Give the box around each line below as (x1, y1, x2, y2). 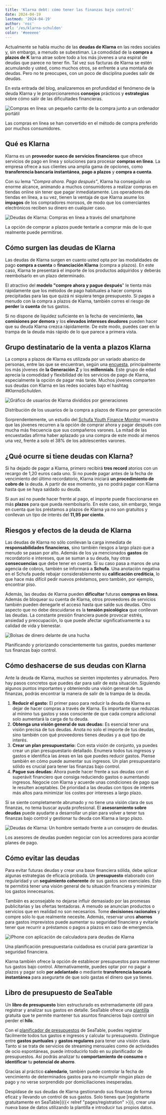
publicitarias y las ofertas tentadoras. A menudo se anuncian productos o (5, 903, 155, 909)
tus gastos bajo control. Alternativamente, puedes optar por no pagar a (5, 963, 150, 970)
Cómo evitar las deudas (5, 854, 80, 863)
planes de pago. (5, 839, 38, 846)
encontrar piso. (5, 581, 36, 588)
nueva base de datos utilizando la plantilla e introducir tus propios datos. (5, 1104, 153, 1110)
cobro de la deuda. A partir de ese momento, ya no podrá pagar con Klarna (5, 481, 159, 487)
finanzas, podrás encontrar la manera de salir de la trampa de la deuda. (5, 690, 151, 696)
